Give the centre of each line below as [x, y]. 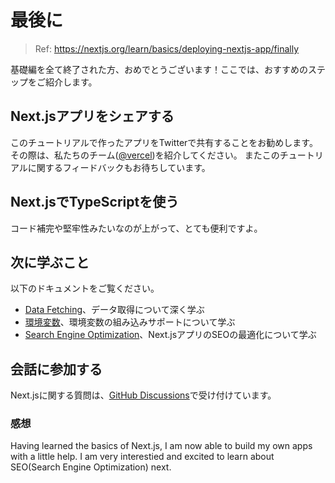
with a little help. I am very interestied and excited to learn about [142, 457]
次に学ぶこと [50, 262]
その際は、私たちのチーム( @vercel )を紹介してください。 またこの [145, 155]
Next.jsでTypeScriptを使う [95, 202]
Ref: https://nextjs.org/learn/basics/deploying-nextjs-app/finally [167, 48]
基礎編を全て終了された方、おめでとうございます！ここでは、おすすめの [159, 69]
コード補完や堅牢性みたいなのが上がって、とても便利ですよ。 [136, 228]
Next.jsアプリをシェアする [92, 116]
